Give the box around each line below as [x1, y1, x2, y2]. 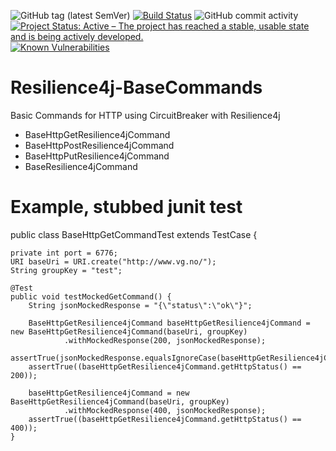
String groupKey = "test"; [10, 265, 123, 275]
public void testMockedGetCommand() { [10, 291, 172, 302]
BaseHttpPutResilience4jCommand [24, 150, 170, 162]
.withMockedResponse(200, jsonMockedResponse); [63, 335, 267, 345]
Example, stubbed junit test [10, 196, 243, 219]
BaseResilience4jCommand [24, 160, 138, 172]
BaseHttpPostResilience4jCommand [24, 139, 175, 151]
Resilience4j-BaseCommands [10, 76, 263, 99]
